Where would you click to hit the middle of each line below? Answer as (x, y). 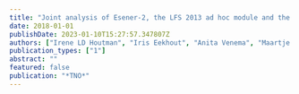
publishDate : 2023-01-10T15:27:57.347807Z (90, 34)
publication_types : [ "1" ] (57, 51)
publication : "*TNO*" (50, 76)
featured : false (39, 68)
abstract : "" (34, 59)
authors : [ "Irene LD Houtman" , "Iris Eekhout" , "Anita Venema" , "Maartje (150, 43)
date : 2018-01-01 (42, 26)
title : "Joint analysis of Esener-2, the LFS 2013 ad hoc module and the (150, 17)
